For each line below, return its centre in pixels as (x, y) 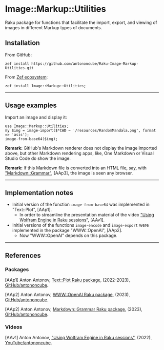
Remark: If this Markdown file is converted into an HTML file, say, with (76, 168)
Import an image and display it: (36, 117)
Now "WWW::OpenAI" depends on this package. (68, 235)
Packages (17, 269)
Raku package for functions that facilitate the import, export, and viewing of (81, 22)
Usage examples (31, 106)
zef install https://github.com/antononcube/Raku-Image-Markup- (72, 64)
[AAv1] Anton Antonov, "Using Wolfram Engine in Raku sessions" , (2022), (79, 338)
